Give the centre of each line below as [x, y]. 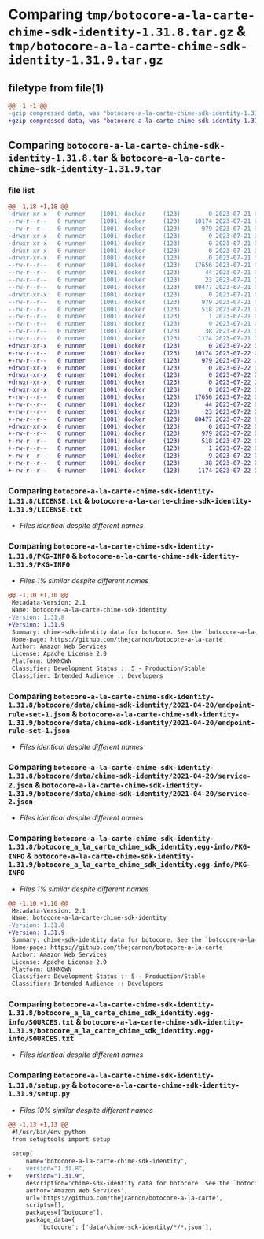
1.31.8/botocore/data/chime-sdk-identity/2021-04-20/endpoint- [132, 705]
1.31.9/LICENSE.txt [45, 509]
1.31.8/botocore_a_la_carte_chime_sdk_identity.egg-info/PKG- [130, 847]
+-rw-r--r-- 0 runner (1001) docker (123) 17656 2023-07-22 [130, 397]
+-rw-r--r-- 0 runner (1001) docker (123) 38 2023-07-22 [130, 463]
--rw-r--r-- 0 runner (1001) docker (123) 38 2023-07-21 [130, 331]
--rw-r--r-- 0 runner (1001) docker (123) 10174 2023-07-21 [130, 221]
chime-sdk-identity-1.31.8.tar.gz [121, 33]
